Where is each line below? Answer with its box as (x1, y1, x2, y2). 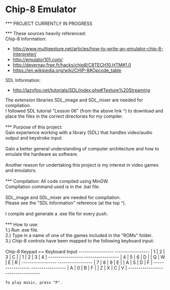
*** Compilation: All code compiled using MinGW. (5, 178, 109, 184)
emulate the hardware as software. (5, 151, 78, 157)
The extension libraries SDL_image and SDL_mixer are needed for (5, 97, 144, 103)
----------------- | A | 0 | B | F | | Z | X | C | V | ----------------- (31, 265, 163, 271)
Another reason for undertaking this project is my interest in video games (5, 162, 159, 168)
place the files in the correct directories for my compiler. (5, 113, 123, 119)
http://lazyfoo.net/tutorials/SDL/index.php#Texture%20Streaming (12, 87, 151, 93)
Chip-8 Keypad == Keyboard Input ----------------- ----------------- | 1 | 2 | (5, 248, 165, 254)
